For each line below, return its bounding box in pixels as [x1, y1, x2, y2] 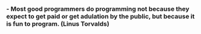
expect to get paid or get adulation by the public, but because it [6, 12, 195, 20]
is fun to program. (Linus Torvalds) [6, 20, 110, 28]
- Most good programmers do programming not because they [6, 5, 190, 13]
